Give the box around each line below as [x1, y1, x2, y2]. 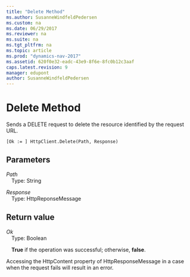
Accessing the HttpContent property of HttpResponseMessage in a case [6, 257, 185, 264]
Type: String [11, 177, 42, 184]
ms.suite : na [6, 36, 39, 42]
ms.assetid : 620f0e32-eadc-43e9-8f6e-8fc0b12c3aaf [6, 59, 135, 64]
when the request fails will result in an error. [6, 264, 114, 271]
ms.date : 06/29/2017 [6, 25, 58, 32]
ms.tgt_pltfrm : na [6, 42, 52, 48]
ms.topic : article [6, 48, 52, 54]
